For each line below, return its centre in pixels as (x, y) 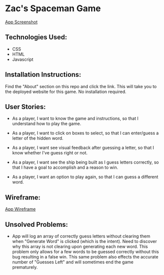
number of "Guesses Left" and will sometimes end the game (73, 262)
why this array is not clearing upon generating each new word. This (80, 247)
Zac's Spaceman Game (53, 9)
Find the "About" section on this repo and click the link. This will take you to (81, 86)
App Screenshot (21, 22)
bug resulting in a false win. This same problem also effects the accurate (85, 257)
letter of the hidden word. (38, 138)
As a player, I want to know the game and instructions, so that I (75, 119)
